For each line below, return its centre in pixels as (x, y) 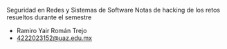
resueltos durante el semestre (49, 17)
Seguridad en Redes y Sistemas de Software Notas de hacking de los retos (113, 10)
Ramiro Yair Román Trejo (52, 31)
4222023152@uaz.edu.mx (54, 38)
